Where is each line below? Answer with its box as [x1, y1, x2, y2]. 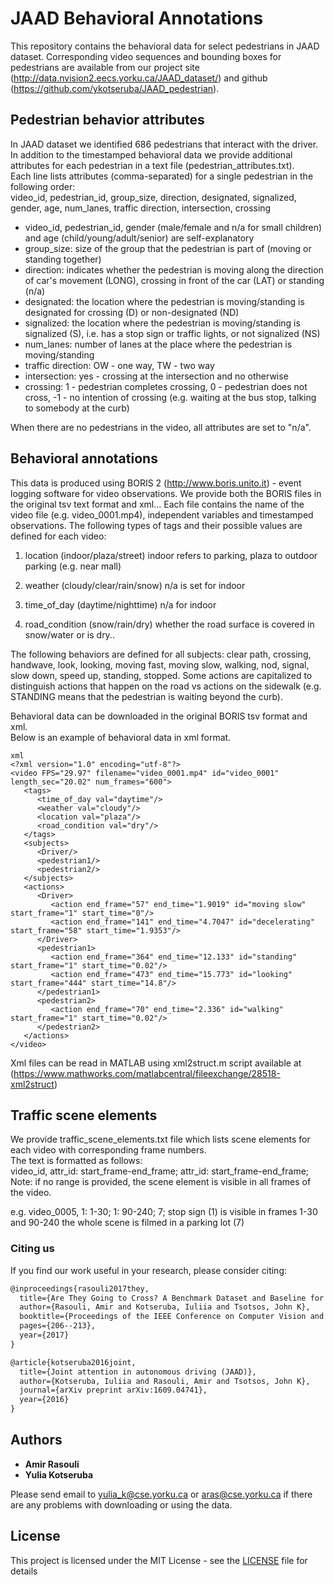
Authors [10, 1432, 63, 1449]
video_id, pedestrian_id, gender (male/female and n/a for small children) [24, 221, 323, 233]
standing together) [24, 253, 102, 265]
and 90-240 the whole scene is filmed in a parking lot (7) [10, 1217, 245, 1229]
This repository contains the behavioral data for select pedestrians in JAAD [10, 40, 320, 52]
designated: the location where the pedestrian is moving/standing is [24, 295, 305, 307]
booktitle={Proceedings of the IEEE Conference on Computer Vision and [19, 1312, 325, 1322]
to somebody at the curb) [24, 402, 130, 414]
